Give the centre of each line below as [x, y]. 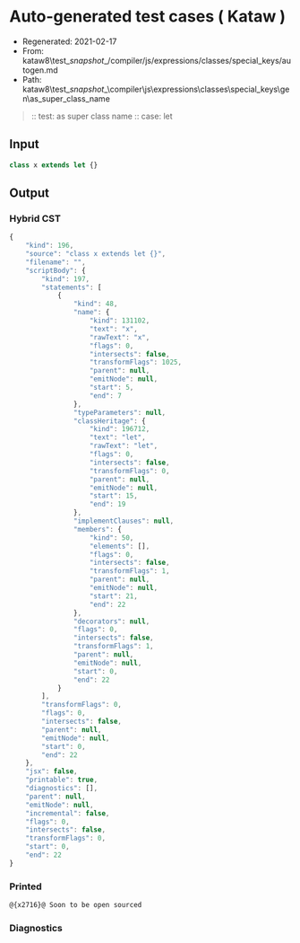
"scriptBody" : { [56, 270]
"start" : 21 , [114, 596]
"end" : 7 [106, 396]
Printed [26, 886]
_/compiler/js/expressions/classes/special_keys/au [197, 60]
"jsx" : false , [51, 771]
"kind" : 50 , [111, 538]
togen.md [40, 70]
